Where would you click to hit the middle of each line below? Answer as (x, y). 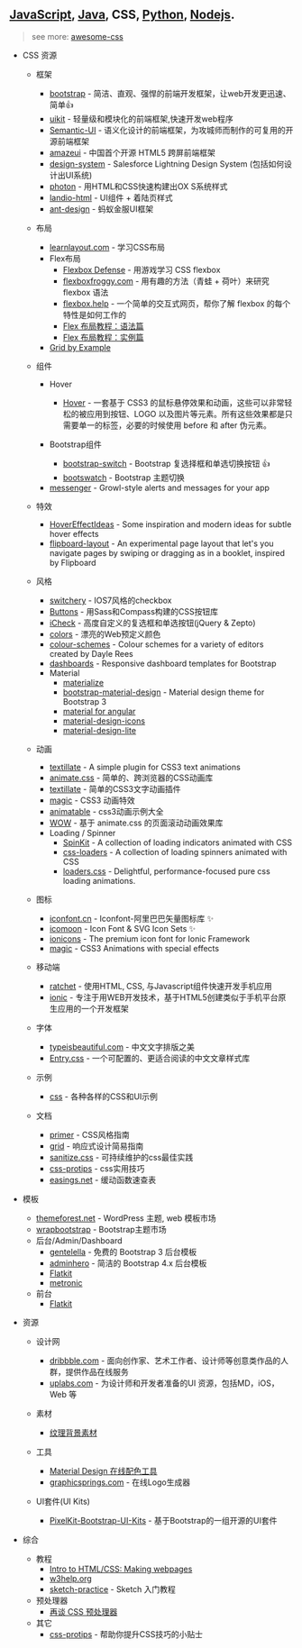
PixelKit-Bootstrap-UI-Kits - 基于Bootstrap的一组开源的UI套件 (163, 1520)
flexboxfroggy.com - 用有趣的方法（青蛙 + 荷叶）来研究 (166, 281)
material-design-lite (100, 730)
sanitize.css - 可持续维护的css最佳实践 (121, 1157)
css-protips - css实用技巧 (97, 1168)
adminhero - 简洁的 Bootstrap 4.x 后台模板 (128, 1263)
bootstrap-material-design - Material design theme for (164, 692)
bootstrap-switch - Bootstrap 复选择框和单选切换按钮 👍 (166, 463)
